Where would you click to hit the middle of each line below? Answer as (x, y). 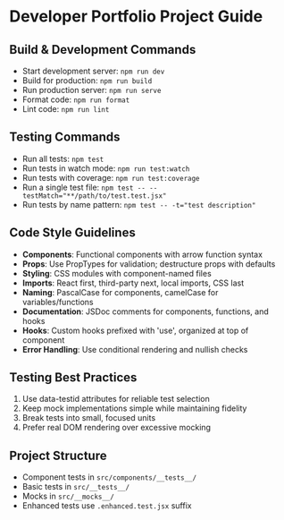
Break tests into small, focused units (89, 418)
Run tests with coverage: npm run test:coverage (111, 177)
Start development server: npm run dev (93, 71)
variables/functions (58, 302)
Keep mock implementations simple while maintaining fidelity (134, 408)
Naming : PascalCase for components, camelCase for (120, 292)
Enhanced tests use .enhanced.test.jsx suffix (107, 506)
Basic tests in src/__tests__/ (76, 487)
